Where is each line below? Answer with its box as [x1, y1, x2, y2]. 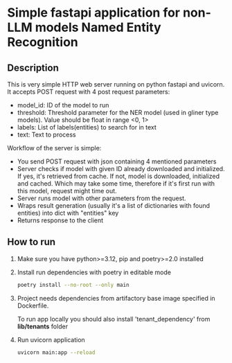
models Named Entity [35, 19, 161, 35]
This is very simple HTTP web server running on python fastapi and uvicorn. [7, 80, 225, 88]
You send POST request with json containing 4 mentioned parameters [17, 157, 217, 166]
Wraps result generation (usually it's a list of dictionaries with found [17, 202, 210, 209]
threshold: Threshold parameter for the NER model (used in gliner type [17, 109, 219, 116]
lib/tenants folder [17, 322, 68, 330]
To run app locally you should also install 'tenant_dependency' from [17, 315, 211, 323]
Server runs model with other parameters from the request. [17, 194, 186, 202]
